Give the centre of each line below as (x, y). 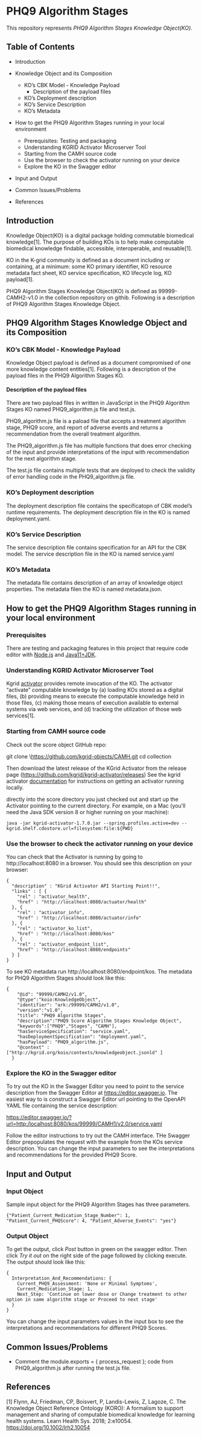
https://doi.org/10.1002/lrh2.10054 (48, 1427)
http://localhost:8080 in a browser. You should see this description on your (99, 863)
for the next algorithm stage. (42, 459)
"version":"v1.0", (40, 1010)
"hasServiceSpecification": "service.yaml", (74, 1031)
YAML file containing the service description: (62, 1106)
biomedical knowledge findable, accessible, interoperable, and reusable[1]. (99, 248)
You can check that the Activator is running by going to (74, 857)
